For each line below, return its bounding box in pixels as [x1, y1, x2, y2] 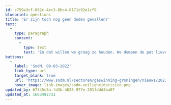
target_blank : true [14, 73, 56, 78]
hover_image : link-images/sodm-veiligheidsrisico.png [14, 82, 131, 87]
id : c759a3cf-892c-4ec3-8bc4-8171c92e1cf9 [5, 7, 97, 13]
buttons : [5, 54, 24, 60]
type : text [23, 45, 47, 50]
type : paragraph [14, 31, 49, 36]
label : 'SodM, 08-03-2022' [14, 64, 72, 69]
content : [14, 36, 33, 41]
